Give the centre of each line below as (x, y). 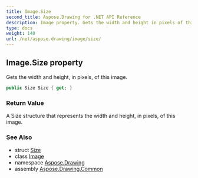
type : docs (19, 28)
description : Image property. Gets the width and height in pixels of (95, 22)
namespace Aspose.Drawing (49, 163)
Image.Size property (45, 63)
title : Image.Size (29, 11)
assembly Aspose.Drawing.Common (59, 169)
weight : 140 (21, 34)
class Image (29, 156)
